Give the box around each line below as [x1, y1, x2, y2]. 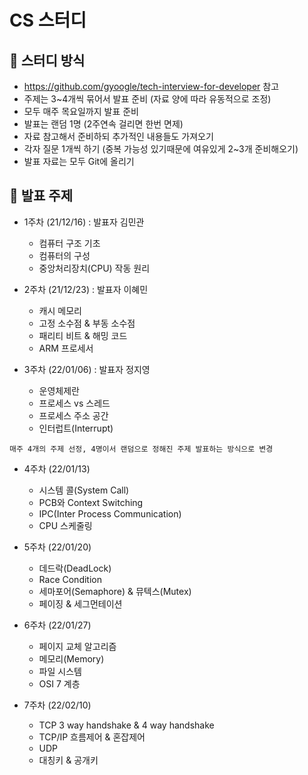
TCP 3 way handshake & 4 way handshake [38, 719, 215, 731]
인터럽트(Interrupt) [38, 422, 114, 434]
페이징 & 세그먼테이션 [38, 597, 123, 610]
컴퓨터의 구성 [38, 249, 91, 261]
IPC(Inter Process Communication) [38, 507, 182, 520]
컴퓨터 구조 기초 [38, 237, 101, 249]
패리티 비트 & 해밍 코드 [38, 329, 128, 341]
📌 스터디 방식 [9, 52, 86, 69]
